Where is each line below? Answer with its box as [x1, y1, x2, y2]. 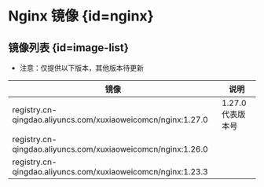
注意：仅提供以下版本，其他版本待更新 [19, 64, 144, 72]
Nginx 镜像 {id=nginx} [8, 7, 155, 25]
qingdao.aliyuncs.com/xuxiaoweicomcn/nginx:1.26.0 [12, 144, 208, 154]
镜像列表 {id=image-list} [8, 41, 130, 54]
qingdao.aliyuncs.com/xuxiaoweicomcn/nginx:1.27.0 [12, 115, 208, 125]
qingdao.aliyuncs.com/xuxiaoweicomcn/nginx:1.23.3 [12, 167, 208, 177]
